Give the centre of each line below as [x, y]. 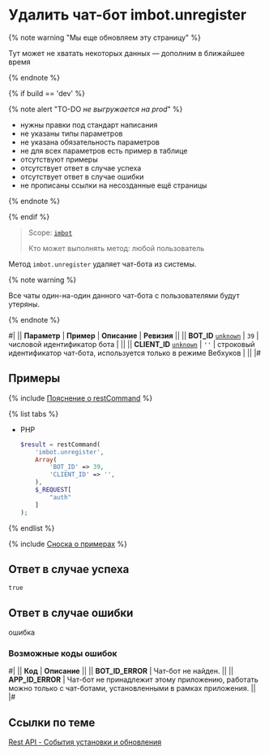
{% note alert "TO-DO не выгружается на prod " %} [96, 109]
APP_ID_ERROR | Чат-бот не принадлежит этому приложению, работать [134, 679]
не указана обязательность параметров [90, 142]
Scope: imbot [50, 232]
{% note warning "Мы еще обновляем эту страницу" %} [105, 37]
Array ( [46, 460]
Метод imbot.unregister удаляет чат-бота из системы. [102, 264]
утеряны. [24, 304]
